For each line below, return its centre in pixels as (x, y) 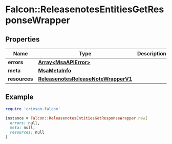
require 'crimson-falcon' (33, 109)
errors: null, (25, 123)
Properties (23, 39)
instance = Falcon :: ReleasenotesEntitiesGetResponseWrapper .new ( (76, 118)
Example (19, 97)
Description (152, 54)
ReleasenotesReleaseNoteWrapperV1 (85, 79)
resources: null (27, 132)
